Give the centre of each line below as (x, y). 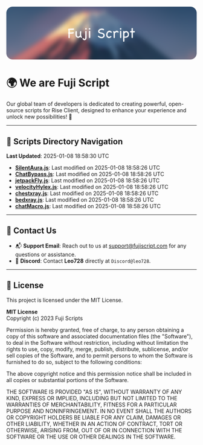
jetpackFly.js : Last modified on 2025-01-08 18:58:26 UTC (87, 181)
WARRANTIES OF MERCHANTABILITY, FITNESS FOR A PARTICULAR (92, 405)
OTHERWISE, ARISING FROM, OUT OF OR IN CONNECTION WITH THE (94, 430)
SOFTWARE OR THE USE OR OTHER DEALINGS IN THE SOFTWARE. (91, 437)
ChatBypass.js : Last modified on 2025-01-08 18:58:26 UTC (89, 174)
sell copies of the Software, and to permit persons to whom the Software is (100, 355)
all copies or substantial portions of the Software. (67, 380)
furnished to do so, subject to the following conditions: (74, 362)
